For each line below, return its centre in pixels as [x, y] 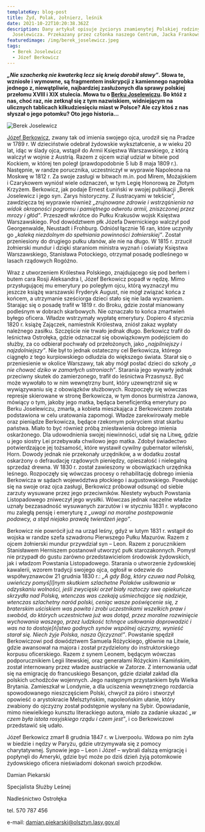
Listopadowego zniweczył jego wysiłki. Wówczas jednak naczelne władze [99, 499]
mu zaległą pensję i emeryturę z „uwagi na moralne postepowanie [90, 512]
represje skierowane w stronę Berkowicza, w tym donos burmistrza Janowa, [102, 396]
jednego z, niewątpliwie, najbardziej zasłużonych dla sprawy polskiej [96, 88]
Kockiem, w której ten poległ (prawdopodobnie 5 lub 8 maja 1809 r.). [92, 163]
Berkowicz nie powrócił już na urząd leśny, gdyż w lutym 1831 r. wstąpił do [100, 530]
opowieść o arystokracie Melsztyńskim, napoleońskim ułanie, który [91, 699]
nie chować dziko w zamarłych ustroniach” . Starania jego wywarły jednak [99, 369]
